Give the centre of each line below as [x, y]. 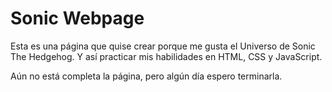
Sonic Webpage [77, 18]
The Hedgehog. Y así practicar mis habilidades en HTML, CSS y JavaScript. [166, 56]
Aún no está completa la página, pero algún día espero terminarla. [146, 76]
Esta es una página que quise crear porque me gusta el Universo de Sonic [163, 46]
